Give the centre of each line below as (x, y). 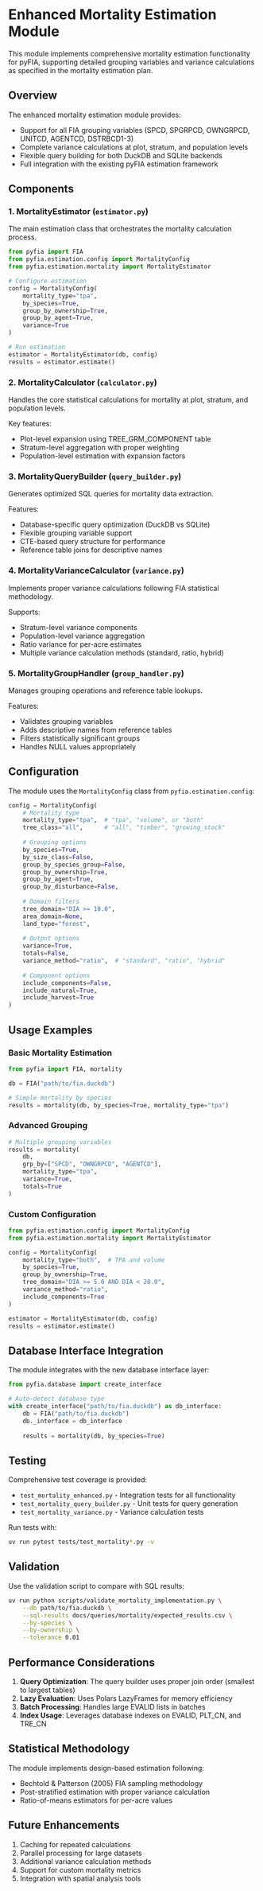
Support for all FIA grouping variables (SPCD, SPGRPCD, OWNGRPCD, (135, 130)
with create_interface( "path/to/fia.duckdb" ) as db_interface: (115, 1407)
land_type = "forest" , (56, 924)
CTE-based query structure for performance (93, 542)
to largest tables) (47, 1690)
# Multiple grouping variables (60, 1142)
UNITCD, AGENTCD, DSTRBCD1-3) (77, 138)
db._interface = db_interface (73, 1421)
